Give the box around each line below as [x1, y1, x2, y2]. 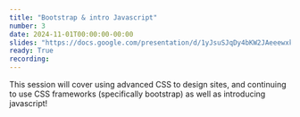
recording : [9, 54, 50, 63]
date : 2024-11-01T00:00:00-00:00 [9, 29, 134, 38]
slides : [9, 38, 38, 47]
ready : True [9, 46, 54, 55]
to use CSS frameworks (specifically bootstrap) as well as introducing [9, 88, 266, 99]
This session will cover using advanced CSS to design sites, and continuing [9, 79, 287, 89]
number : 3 [9, 21, 46, 30]
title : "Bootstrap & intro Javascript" [9, 13, 158, 22]
